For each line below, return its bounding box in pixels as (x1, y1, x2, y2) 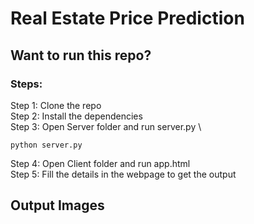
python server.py (10, 140, 83, 150)
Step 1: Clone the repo (10, 99, 102, 111)
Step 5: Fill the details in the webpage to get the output (10, 168, 237, 180)
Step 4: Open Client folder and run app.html (10, 157, 191, 169)
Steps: (10, 77, 43, 91)
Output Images (10, 197, 105, 214)
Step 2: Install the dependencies (10, 110, 143, 122)
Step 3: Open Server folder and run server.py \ (10, 120, 202, 132)
